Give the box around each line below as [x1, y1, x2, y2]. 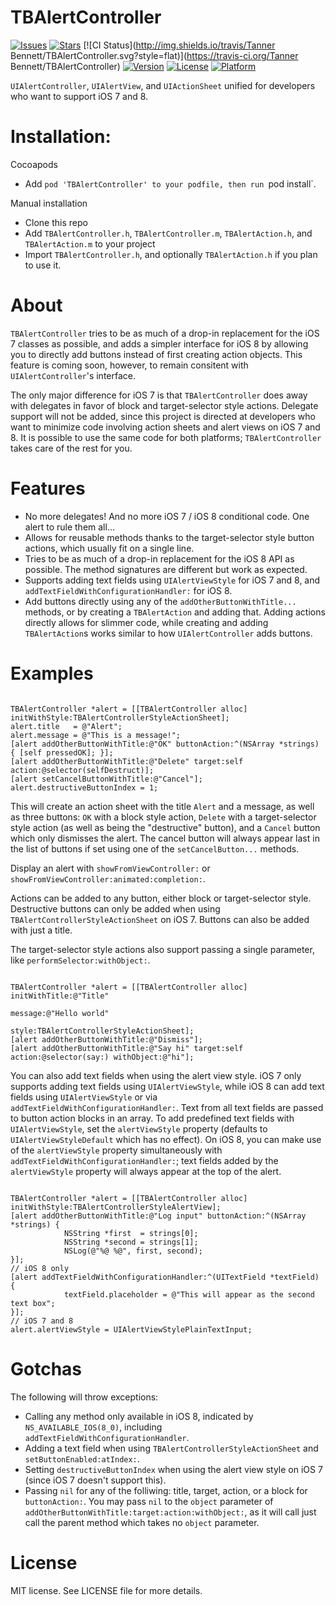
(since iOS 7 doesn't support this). [24, 1474, 167, 1486]
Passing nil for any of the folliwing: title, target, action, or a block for [24, 1484, 308, 1496]
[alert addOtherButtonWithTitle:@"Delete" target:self [10, 756, 244, 766]
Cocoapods [10, 158, 58, 170]
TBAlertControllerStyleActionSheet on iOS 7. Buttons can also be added [10, 913, 310, 925]
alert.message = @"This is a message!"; [10, 730, 182, 740]
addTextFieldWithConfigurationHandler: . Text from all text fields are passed [10, 1101, 324, 1113]
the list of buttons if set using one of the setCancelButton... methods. [10, 842, 300, 855]
